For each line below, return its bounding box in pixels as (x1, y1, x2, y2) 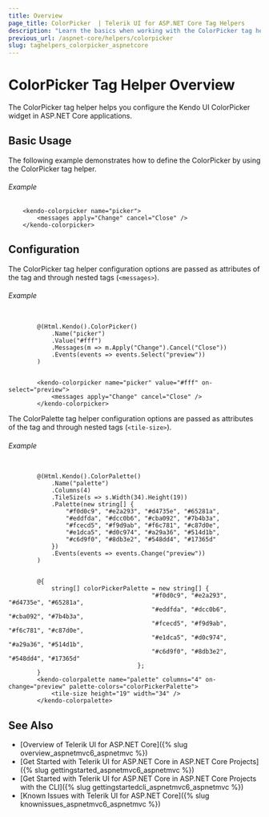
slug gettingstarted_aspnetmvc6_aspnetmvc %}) (34, 766, 195, 775)
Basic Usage (8, 134, 72, 148)
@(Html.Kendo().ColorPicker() (37, 323, 138, 331)
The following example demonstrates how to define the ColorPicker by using (8, 155, 261, 165)
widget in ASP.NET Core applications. (8, 111, 132, 121)
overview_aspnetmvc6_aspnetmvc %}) (19, 748, 148, 758)
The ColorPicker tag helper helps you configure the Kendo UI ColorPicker (8, 103, 251, 112)
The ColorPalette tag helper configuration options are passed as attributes (8, 414, 254, 424)
